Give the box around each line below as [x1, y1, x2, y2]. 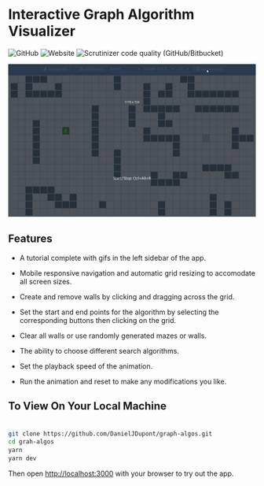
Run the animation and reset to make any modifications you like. [19, 377, 227, 386]
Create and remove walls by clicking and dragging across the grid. [19, 291, 235, 301]
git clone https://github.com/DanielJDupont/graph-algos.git [8, 429, 213, 438]
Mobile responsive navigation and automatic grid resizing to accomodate [19, 268, 255, 277]
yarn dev [8, 454, 37, 462]
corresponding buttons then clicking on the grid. [19, 315, 177, 325]
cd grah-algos [8, 438, 55, 446]
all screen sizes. [19, 276, 72, 286]
